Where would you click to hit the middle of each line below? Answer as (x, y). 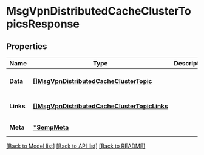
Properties (27, 46)
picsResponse (43, 24)
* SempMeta (51, 127)
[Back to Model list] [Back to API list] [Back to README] (76, 146)
